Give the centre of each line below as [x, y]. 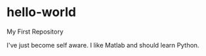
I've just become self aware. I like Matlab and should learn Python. [103, 45]
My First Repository [35, 31]
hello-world [42, 12]
